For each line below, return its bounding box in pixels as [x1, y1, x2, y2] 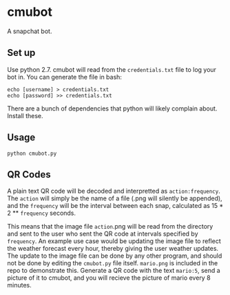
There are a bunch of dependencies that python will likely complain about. [7, 104, 218, 113]
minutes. [7, 281, 32, 289]
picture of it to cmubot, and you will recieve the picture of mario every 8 [7, 274, 211, 282]
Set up [7, 47, 36, 59]
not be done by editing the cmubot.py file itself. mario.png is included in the [7, 259, 218, 267]
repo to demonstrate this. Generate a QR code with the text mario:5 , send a [7, 267, 220, 275]
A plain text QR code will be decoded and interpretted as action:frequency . [7, 187, 220, 196]
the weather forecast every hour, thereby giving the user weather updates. [7, 245, 219, 253]
